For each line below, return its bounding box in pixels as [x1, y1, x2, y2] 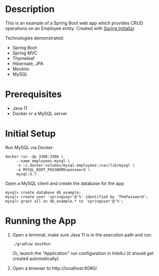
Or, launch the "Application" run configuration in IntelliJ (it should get [12, 250, 154, 256]
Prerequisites [5, 89, 62, 100]
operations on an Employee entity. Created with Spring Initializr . [5, 25, 136, 31]
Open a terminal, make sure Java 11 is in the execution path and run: [12, 232, 152, 238]
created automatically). [12, 256, 60, 262]
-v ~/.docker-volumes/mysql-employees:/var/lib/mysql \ [16, 163, 135, 168]
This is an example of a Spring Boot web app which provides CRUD [5, 20, 144, 26]
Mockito [12, 66, 29, 72]
